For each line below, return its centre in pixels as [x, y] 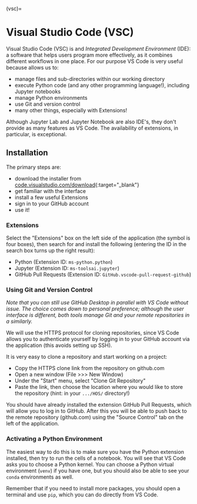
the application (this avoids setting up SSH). [59, 345]
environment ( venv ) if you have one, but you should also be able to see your [98, 470]
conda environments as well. [40, 477]
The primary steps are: [34, 167]
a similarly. [19, 322]
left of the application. [33, 424]
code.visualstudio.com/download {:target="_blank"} [77, 185]
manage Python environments [51, 97]
